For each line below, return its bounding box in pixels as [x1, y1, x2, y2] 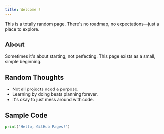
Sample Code [5, 111, 48, 119]
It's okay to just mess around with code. [12, 97, 94, 103]
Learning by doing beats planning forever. [12, 91, 98, 97]
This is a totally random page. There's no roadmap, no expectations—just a [5, 21, 159, 27]
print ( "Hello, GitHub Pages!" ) [5, 124, 70, 129]
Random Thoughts [5, 73, 64, 82]
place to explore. [5, 26, 40, 32]
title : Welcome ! [5, 7, 41, 12]
